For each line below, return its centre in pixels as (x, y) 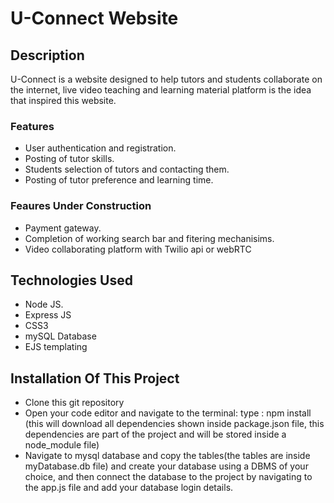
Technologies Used (71, 280)
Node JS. (44, 304)
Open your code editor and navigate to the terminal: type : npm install (168, 413)
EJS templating (56, 347)
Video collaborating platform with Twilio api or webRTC (138, 249)
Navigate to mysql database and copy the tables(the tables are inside (167, 456)
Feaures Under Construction (81, 206)
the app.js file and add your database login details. (129, 488)
